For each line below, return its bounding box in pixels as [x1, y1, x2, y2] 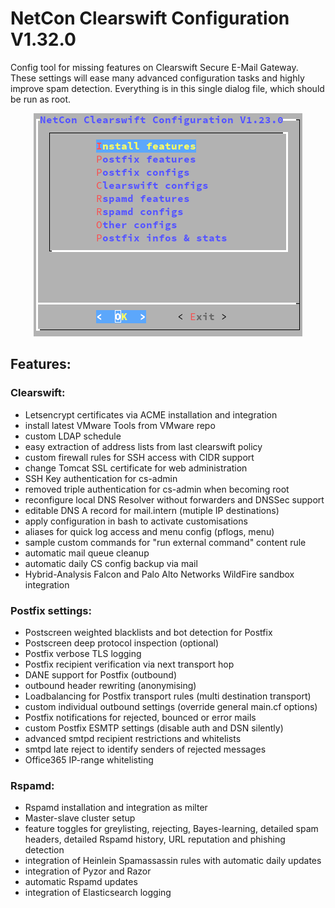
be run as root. [10, 93, 72, 105]
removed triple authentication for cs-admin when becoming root [24, 483, 290, 495]
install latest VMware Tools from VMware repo [24, 419, 216, 431]
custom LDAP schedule [24, 430, 122, 442]
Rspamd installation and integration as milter [24, 802, 208, 814]
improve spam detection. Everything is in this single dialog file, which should [10, 82, 325, 94]
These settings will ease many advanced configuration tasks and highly [10, 72, 305, 84]
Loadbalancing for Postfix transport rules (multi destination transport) [24, 690, 312, 702]
